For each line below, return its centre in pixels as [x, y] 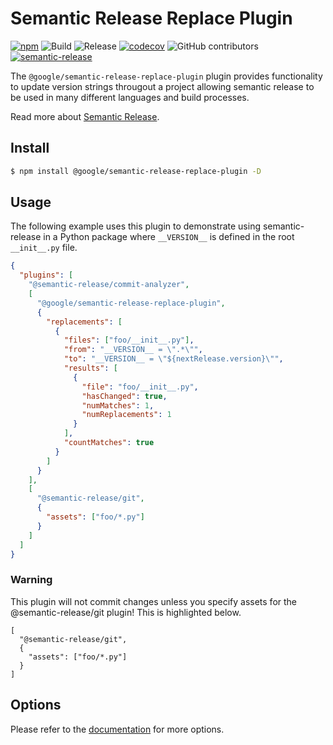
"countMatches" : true [109, 443]
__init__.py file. [44, 248]
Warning [31, 580]
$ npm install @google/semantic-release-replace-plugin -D [136, 171]
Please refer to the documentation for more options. [117, 729]
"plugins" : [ [46, 275]
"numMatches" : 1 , [118, 405]
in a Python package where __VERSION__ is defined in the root [169, 237]
